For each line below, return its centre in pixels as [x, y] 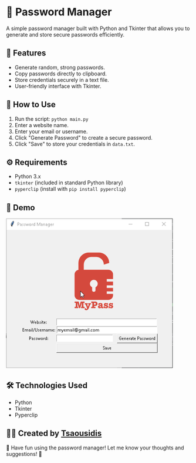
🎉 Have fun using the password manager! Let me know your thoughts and [95, 448]
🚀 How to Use [31, 105]
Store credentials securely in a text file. [62, 80]
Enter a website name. [41, 125]
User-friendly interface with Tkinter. [58, 86]
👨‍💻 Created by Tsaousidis [54, 433]
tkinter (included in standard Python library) [69, 183]
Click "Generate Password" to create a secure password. [83, 137]
